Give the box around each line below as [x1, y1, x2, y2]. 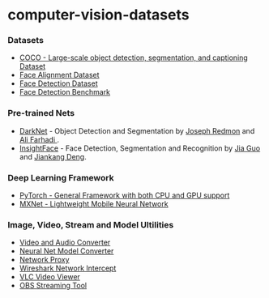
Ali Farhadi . [19, 134, 60, 144]
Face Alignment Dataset [19, 70, 100, 80]
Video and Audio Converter [19, 237, 111, 248]
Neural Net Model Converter [19, 246, 114, 256]
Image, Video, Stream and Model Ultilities [7, 219, 174, 230]
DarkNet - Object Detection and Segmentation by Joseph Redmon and [19, 126, 255, 135]
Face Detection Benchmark [19, 87, 111, 97]
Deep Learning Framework [7, 172, 114, 183]
